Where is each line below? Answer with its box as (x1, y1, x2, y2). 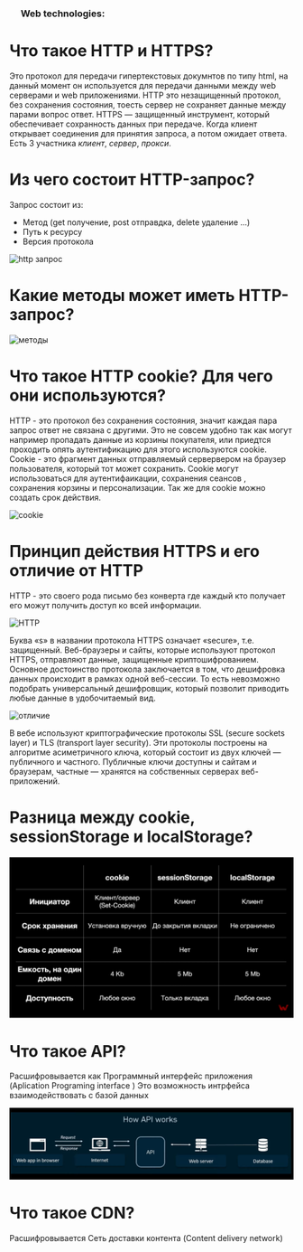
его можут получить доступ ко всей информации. (9, 599, 202, 610)
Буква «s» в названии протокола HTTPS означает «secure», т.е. (9, 635, 255, 645)
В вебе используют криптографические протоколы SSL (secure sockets (9, 727, 286, 739)
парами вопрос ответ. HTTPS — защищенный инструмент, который (9, 108, 271, 119)
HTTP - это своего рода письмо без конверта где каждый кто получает (9, 590, 286, 601)
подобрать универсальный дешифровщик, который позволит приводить (9, 682, 289, 693)
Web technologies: (20, 7, 106, 20)
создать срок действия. (9, 492, 102, 503)
